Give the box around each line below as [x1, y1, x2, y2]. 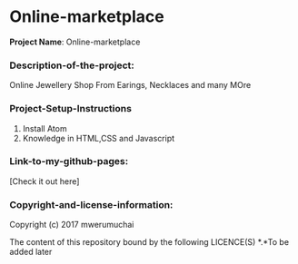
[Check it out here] [9, 175, 80, 187]
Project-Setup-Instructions [9, 103, 132, 115]
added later [9, 247, 53, 258]
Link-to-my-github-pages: [9, 155, 129, 168]
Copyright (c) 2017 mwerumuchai [9, 220, 134, 230]
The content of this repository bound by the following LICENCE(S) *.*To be [9, 237, 289, 248]
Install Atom [22, 122, 67, 133]
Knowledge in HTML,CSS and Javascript [22, 132, 175, 143]
